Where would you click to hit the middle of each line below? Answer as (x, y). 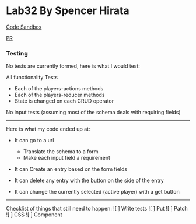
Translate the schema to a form (61, 152)
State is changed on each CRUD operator (64, 101)
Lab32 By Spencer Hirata (68, 11)
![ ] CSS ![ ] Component (34, 215)
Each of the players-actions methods (59, 89)
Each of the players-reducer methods (60, 95)
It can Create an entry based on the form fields (71, 169)
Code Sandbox (24, 27)
